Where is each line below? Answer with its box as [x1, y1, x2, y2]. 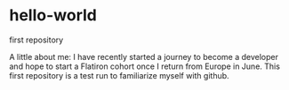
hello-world [9, 5, 98, 26]
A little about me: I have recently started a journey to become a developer [9, 51, 278, 62]
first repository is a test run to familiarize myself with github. [9, 70, 229, 80]
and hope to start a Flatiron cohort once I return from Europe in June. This [9, 61, 280, 71]
